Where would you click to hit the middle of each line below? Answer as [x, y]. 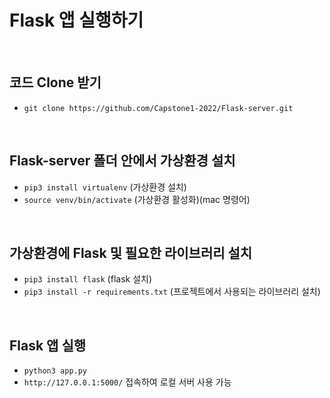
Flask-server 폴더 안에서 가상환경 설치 [122, 161]
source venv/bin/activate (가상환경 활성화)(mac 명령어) [137, 199]
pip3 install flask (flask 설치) [88, 279]
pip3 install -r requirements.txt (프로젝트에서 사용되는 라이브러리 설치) [172, 292]
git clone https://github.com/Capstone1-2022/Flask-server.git [158, 108]
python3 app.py [55, 371]
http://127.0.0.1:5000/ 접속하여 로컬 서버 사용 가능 [127, 382]
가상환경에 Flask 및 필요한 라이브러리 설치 [131, 252]
